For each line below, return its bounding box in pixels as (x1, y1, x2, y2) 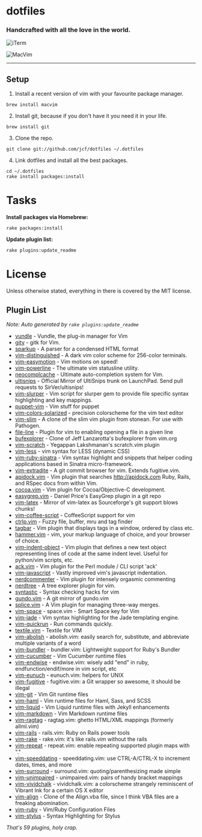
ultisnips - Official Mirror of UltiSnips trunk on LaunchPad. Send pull (14, 377, 183, 384)
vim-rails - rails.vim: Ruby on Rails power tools (14, 729, 130, 736)
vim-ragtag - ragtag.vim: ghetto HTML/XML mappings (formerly (14, 716, 174, 723)
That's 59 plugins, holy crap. (6, 824, 78, 831)
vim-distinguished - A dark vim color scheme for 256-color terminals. (14, 351, 188, 359)
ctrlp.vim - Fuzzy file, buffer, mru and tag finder (14, 518, 133, 525)
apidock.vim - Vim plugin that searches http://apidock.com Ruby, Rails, (14, 473, 191, 480)
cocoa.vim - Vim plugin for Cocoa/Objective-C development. (14, 486, 166, 493)
